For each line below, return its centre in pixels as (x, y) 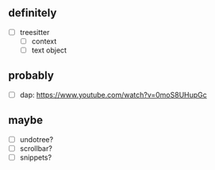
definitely (33, 13)
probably (31, 76)
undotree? (36, 139)
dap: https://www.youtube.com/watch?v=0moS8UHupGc (113, 95)
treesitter (35, 32)
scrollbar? (36, 148)
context (44, 41)
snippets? (36, 157)
